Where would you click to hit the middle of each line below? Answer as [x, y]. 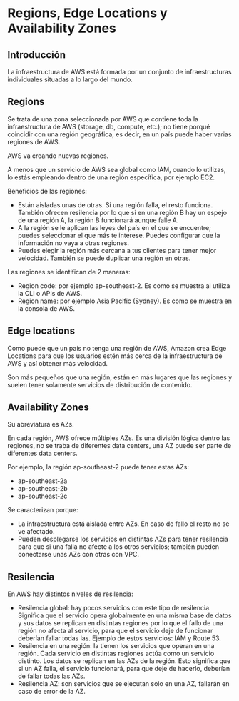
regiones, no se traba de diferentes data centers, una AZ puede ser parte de [119, 446]
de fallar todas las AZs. [51, 676]
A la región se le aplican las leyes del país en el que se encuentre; [115, 227]
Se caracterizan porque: [43, 510]
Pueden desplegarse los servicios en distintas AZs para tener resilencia [123, 539]
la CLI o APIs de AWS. [50, 293]
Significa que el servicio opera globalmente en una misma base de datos [124, 615]
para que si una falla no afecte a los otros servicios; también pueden [118, 547]
